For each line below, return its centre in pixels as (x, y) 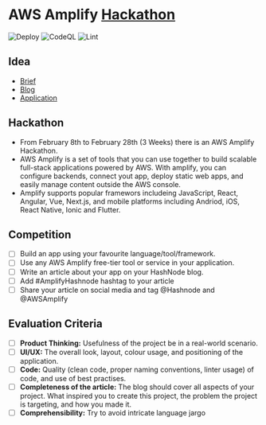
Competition (40, 234)
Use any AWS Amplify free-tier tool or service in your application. (127, 263)
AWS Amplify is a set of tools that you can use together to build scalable (138, 159)
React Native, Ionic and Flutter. (70, 209)
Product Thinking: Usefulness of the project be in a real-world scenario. (139, 343)
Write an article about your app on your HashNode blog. (111, 271)
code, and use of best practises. (73, 378)
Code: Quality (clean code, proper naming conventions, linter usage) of (137, 369)
